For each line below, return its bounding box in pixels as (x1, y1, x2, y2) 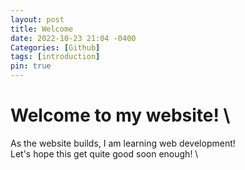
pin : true (10, 61, 52, 71)
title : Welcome (10, 24, 74, 34)
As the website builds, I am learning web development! (10, 137, 236, 149)
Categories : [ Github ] (10, 42, 101, 53)
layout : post (10, 14, 65, 25)
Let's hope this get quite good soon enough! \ (10, 147, 199, 160)
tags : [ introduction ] (10, 52, 101, 62)
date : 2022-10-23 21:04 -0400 (10, 33, 137, 43)
